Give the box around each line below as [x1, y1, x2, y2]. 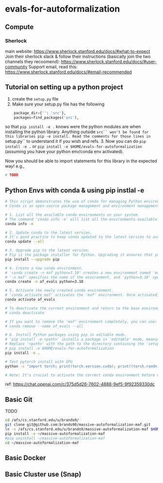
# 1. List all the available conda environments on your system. [5, 212, 140, 217]
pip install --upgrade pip [5, 257, 60, 262]
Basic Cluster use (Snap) [5, 470, 81, 479]
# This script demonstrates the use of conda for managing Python [5, 199, 142, 204]
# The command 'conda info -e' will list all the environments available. [5, 217, 160, 222]
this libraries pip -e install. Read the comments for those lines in [5, 134, 151, 139]
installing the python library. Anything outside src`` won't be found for [5, 129, 149, 135]
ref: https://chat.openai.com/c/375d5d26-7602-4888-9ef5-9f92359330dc [5, 381, 155, 387]
